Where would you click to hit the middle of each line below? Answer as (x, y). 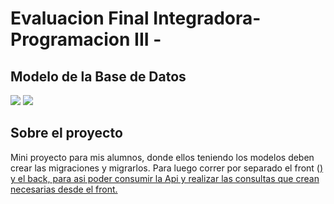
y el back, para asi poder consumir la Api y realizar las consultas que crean (165, 178)
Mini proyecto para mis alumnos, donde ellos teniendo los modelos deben (162, 157)
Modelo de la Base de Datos (98, 76)
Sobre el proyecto (66, 133)
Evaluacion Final (80, 18)
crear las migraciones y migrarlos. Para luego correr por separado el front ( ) (167, 168)
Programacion (70, 39)
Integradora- (207, 18)
